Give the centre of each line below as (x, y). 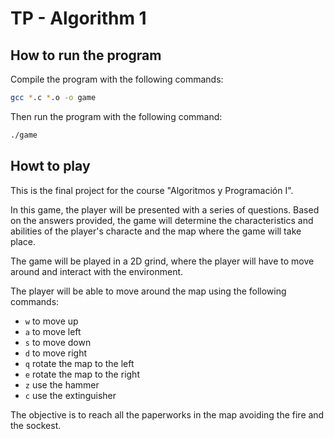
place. (23, 241)
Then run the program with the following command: (116, 116)
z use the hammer (62, 384)
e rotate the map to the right (82, 374)
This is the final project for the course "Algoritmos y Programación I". (152, 190)
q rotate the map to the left (79, 363)
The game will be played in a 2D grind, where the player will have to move (162, 261)
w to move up (51, 321)
